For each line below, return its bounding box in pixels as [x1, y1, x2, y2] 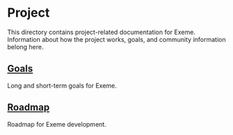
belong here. [7, 42, 44, 51]
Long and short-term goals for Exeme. [7, 81, 117, 90]
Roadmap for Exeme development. [7, 120, 107, 128]
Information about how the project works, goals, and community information [7, 35, 226, 43]
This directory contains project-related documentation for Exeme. [7, 28, 196, 36]
